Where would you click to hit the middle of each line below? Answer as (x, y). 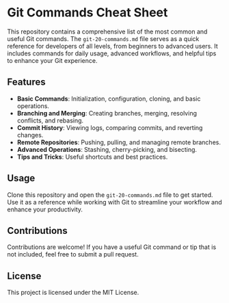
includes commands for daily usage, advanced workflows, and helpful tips (112, 53)
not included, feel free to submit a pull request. (73, 254)
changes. (30, 135)
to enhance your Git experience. (52, 60)
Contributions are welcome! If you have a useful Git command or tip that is (112, 247)
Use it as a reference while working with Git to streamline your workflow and (114, 202)
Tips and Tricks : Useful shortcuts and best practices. (92, 157)
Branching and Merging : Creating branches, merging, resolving (107, 113)
